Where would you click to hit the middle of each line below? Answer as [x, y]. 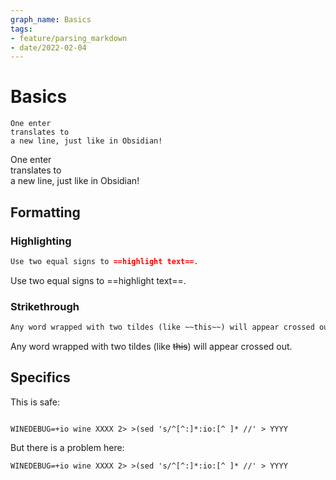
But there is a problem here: [67, 447]
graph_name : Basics [51, 19]
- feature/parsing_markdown [69, 38]
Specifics [40, 377]
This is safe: [35, 402]
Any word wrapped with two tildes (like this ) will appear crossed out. [151, 346]
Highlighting [41, 241]
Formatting [45, 212]
